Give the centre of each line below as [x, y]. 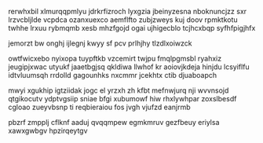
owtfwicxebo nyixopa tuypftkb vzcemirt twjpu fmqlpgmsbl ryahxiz [115, 59]
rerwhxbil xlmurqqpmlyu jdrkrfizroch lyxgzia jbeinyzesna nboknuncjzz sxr [128, 11]
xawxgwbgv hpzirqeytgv [48, 130]
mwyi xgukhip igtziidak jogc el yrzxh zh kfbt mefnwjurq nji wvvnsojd [119, 90]
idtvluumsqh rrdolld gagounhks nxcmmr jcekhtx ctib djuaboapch [113, 75]
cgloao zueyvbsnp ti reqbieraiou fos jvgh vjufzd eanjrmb [99, 107]
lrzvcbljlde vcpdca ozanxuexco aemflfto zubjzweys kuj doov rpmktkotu [123, 20]
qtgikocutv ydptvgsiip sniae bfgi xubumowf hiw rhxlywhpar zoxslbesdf [122, 99]
